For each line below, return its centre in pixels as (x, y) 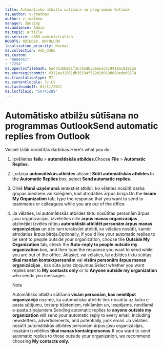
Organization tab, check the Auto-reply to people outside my (75, 245)
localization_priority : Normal (37, 46)
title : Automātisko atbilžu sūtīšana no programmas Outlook (68, 10)
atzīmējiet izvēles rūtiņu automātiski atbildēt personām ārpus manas (82, 224)
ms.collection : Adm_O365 (30, 50)
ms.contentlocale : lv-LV (30, 82)
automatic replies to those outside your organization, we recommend (81, 336)
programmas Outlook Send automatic (82, 126)
